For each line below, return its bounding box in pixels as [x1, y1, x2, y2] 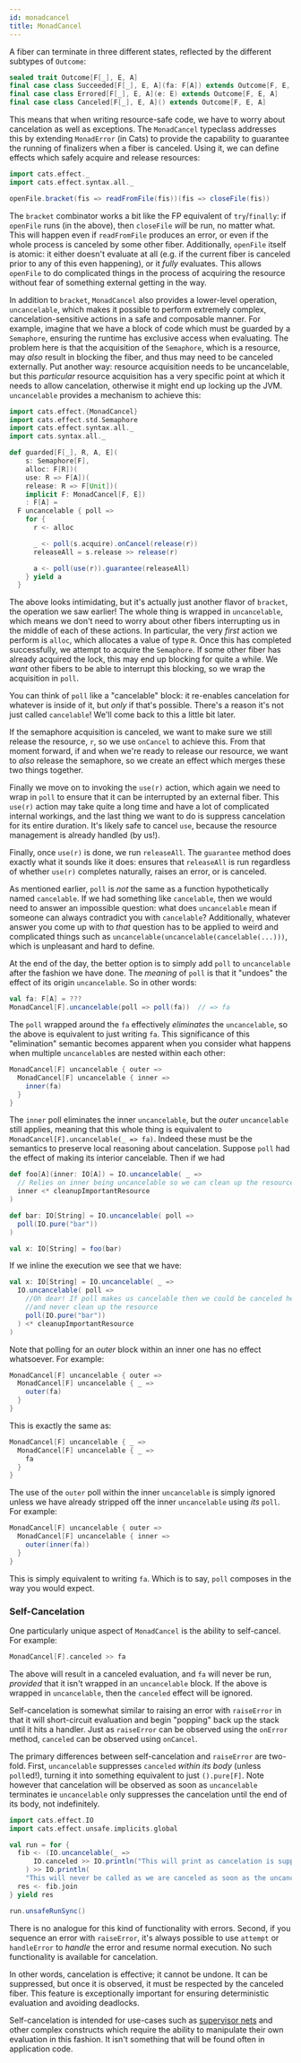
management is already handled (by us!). [9, 830, 160, 841]
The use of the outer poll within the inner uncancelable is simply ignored [9, 1487, 276, 1498]
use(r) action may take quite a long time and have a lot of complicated [9, 802, 270, 812]
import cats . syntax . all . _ [9, 432, 106, 441]
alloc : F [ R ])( [25, 464, 78, 473]
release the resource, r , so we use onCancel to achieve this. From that [9, 736, 266, 747]
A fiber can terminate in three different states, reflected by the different [9, 46, 271, 56]
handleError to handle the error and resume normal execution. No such [9, 1942, 272, 1953]
